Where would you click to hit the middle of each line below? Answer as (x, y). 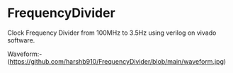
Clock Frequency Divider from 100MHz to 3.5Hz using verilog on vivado (112, 33)
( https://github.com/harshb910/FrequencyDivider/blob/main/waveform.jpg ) (117, 61)
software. (21, 40)
